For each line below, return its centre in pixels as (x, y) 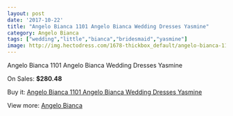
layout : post (26, 13)
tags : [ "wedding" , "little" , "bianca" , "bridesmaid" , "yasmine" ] (97, 39)
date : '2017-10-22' (35, 20)
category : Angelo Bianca (43, 33)
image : (17, 46)
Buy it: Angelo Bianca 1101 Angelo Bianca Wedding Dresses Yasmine (105, 92)
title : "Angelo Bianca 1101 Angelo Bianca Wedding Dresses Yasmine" (108, 26)
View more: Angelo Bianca (45, 105)
